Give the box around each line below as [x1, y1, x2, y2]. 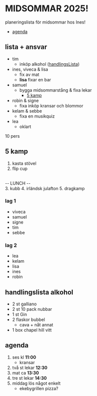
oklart [19, 124, 31, 129]
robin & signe [12, 98, 39, 103]
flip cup [12, 165, 28, 172]
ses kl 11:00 [12, 354, 37, 360]
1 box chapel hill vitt [12, 327, 52, 333]
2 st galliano [12, 301, 37, 307]
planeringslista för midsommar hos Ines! [5, 19, 86, 25]
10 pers [5, 133, 20, 139]
